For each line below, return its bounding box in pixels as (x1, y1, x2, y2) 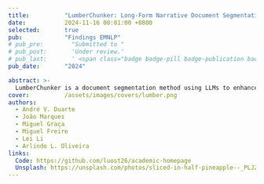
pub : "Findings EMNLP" (8, 33, 122, 41)
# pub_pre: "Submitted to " (8, 41, 125, 49)
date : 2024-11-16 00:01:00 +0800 (8, 19, 153, 27)
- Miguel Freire (15, 128, 68, 135)
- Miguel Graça (15, 121, 65, 128)
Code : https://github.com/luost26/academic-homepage (15, 157, 192, 164)
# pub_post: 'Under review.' (8, 48, 125, 56)
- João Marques (15, 113, 65, 121)
